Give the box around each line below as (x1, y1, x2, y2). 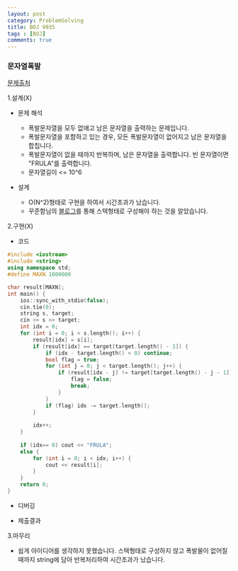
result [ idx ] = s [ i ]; (33, 336, 93, 343)
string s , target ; (20, 310, 74, 317)
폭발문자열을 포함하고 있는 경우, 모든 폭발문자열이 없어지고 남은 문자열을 (28, 132, 227, 142)
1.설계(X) (7, 93, 33, 103)
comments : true (7, 37, 52, 44)
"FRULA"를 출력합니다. (28, 159, 92, 168)
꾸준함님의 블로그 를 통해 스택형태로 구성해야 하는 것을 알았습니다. (28, 207, 208, 216)
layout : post (7, 10, 46, 18)
